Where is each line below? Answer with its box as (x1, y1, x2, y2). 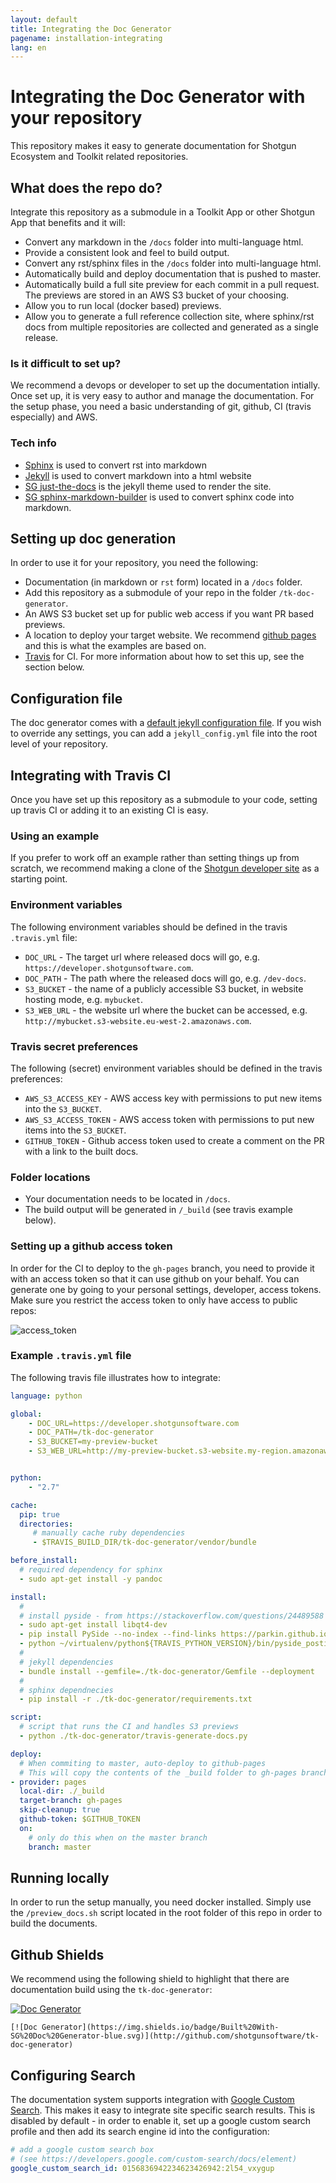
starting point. (10, 873, 68, 885)
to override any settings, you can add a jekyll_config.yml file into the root (10, 727, 318, 740)
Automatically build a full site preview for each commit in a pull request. (24, 279, 320, 290)
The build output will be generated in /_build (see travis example (24, 1204, 293, 1216)
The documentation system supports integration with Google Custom (10, 2094, 295, 2105)
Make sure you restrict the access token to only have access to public (10, 1294, 298, 1306)
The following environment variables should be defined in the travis (10, 921, 288, 933)
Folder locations (10, 1170, 91, 1184)
